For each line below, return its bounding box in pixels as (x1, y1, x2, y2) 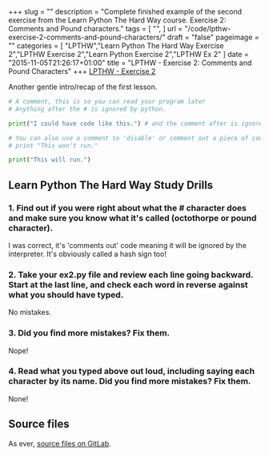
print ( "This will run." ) (8, 156, 91, 164)
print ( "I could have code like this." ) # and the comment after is (8, 120, 239, 128)
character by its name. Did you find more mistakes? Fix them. (8, 376, 251, 387)
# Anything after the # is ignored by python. (8, 104, 167, 113)
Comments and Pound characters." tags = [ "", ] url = (8, 24, 183, 33)
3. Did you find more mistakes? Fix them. (8, 328, 171, 339)
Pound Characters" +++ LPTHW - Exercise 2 (8, 67, 156, 75)
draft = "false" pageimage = (167, 32, 260, 42)
